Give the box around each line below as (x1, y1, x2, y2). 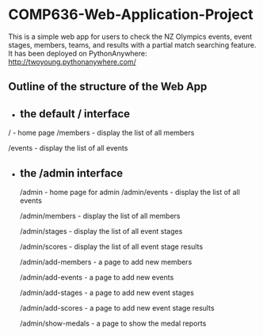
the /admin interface (19, 166, 124, 180)
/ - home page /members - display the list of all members (8, 128, 195, 138)
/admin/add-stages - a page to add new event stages (19, 288, 194, 297)
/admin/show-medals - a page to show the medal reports (19, 319, 207, 328)
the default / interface (19, 107, 131, 120)
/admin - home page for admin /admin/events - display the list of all (19, 187, 240, 197)
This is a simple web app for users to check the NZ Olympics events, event (8, 32, 253, 41)
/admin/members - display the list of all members (19, 211, 181, 220)
